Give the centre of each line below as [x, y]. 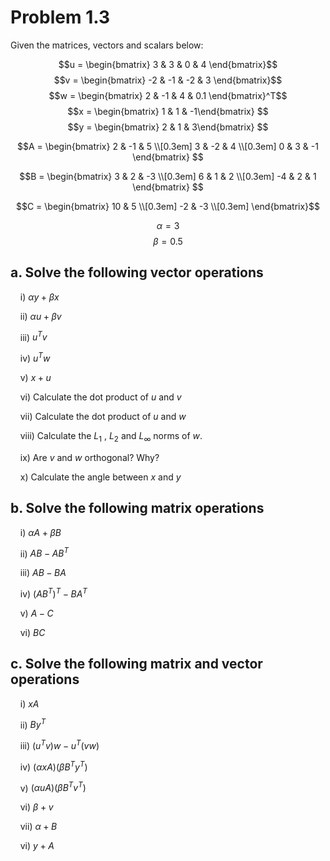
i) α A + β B [40, 532]
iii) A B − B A [43, 573]
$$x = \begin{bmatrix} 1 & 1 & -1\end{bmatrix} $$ [168, 111]
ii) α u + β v [40, 316]
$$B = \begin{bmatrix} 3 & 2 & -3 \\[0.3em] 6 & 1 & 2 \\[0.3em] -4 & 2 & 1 [168, 176]
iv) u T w [35, 358]
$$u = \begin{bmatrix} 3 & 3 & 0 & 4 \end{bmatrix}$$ [168, 64]
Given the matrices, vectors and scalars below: [107, 45]
